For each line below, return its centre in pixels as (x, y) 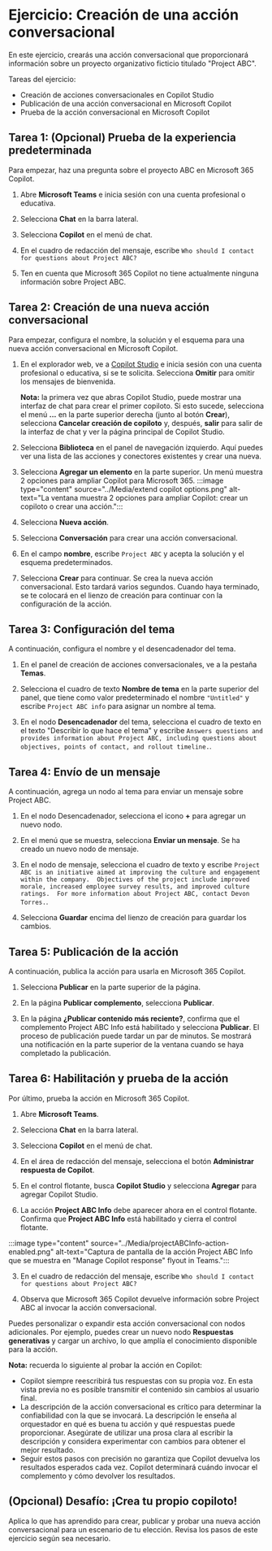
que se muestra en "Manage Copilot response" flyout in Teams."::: (119, 1260)
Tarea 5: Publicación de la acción (93, 951)
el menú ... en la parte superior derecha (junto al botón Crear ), (125, 414)
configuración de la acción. (66, 604)
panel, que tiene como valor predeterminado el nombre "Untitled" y (135, 697)
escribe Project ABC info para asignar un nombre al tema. (118, 706)
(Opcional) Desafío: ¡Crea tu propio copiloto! (123, 1501)
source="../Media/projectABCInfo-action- (160, 1243)
